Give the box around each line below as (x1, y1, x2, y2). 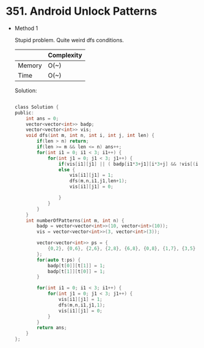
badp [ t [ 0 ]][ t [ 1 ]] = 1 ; (47, 262, 106, 268)
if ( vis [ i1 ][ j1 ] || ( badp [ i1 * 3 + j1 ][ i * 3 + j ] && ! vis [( (58, 161, 196, 167)
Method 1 (14, 24, 38, 32)
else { (58, 166, 76, 172)
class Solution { (14, 104, 59, 110)
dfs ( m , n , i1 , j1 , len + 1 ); (69, 178, 128, 184)
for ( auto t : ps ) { (37, 257, 81, 263)
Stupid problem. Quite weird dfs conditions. (14, 36, 125, 43)
